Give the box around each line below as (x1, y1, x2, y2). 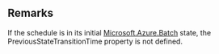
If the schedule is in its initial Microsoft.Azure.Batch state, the (7, 27, 212, 37)
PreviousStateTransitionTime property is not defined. (7, 36, 183, 46)
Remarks (7, 6, 54, 20)
